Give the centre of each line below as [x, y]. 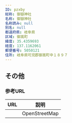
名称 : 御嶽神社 [18, 19]
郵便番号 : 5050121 [23, 50]
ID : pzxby [15, 10]
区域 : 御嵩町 [16, 37]
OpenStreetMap [40, 114]
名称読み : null [19, 23]
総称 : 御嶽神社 [18, 14]
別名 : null [15, 28]
